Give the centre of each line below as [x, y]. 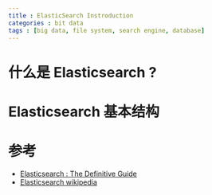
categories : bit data [46, 23]
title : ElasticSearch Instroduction [71, 16]
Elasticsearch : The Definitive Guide [79, 174]
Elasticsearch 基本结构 [84, 111]
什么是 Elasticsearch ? [82, 72]
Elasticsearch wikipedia [59, 182]
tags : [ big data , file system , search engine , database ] [106, 30]
